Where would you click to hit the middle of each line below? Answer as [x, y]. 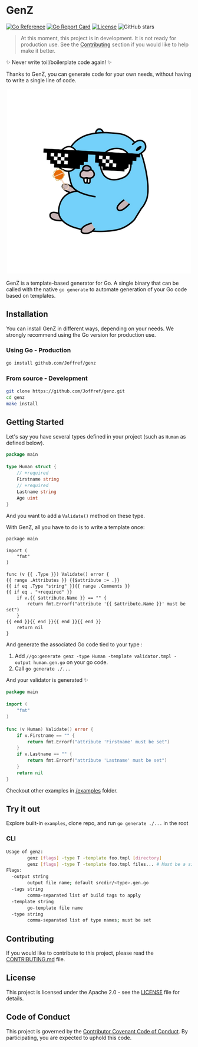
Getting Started [35, 422]
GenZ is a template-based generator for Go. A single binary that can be [93, 283]
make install [22, 404]
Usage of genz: [25, 852]
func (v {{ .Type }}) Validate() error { [58, 574]
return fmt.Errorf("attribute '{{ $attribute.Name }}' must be [106, 604]
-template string [33, 901]
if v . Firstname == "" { [46, 735]
